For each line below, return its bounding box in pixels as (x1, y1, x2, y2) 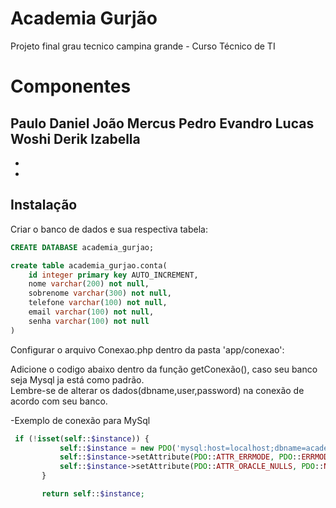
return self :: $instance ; (41, 489, 145, 499)
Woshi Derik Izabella (10, 130, 141, 147)
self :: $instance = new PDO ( (59, 443, 177, 453)
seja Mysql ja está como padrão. (10, 373, 145, 386)
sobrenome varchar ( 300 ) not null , (28, 288, 172, 299)
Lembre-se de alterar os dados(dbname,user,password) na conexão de (10, 384, 305, 396)
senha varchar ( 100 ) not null (28, 316, 150, 326)
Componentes (10, 75, 132, 98)
